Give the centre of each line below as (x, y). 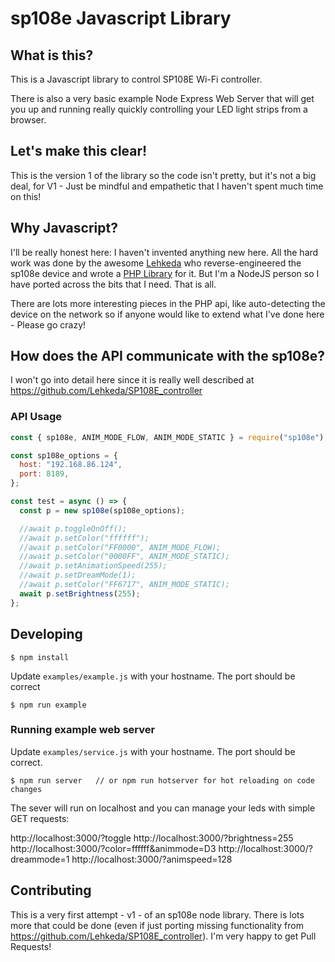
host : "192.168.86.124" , (71, 465)
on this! (26, 196)
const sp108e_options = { (64, 455)
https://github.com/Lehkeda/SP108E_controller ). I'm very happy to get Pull (163, 936)
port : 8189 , (44, 474)
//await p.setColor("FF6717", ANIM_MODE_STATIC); (124, 585)
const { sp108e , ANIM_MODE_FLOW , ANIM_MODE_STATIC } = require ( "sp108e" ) (167, 437)
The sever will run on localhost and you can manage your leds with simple (163, 808)
